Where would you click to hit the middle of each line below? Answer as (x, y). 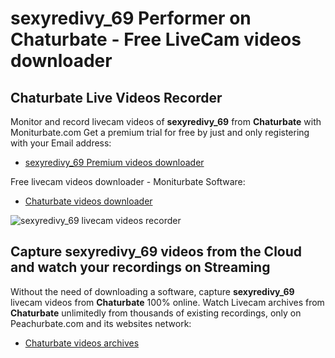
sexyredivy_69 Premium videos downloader (114, 162)
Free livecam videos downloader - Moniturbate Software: (128, 181)
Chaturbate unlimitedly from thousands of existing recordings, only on (156, 313)
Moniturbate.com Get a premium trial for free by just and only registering (160, 132)
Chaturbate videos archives (82, 343)
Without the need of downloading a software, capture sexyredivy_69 (152, 291)
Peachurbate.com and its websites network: (101, 323)
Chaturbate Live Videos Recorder (116, 97)
